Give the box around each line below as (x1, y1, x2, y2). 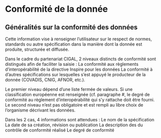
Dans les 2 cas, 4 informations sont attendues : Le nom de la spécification (5, 117, 155, 122)
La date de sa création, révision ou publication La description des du (5, 122, 143, 128)
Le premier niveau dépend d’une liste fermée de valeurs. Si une (5, 86, 133, 92)
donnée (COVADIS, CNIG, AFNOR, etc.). (5, 77, 86, 83)
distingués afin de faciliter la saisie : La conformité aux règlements (5, 61, 138, 67)
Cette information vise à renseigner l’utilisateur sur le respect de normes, (5, 36, 152, 42)
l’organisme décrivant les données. (5, 107, 76, 113)
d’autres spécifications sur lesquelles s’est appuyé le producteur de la (5, 72, 146, 77)
